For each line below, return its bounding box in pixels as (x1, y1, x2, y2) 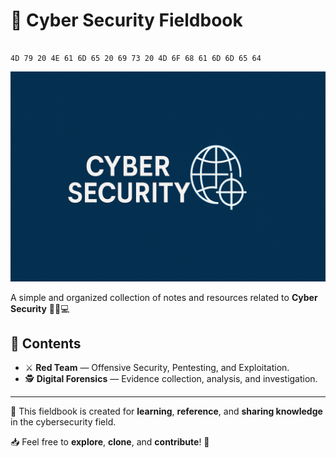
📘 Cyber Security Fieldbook (10, 9, 243, 32)
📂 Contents (10, 335, 82, 352)
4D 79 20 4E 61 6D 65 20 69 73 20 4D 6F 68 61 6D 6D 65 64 (10, 53, 262, 63)
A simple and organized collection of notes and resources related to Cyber (10, 291, 318, 303)
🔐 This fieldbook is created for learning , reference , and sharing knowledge (10, 405, 323, 418)
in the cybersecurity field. (10, 416, 117, 428)
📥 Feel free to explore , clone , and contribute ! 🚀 (10, 436, 210, 448)
